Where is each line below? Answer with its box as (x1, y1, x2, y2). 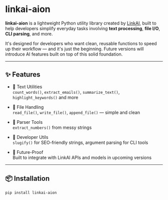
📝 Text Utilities (12, 84, 42, 90)
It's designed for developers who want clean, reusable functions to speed (5, 40, 157, 46)
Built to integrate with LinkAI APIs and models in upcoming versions (12, 154, 151, 160)
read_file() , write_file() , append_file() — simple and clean (12, 109, 140, 115)
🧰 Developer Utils (12, 134, 48, 140)
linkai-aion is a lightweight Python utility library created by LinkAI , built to (5, 20, 156, 26)
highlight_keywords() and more (12, 94, 78, 100)
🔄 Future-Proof (12, 149, 43, 155)
